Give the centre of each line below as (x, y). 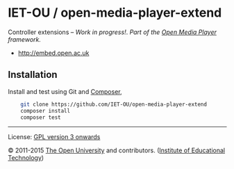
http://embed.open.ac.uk (53, 53)
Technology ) (26, 158)
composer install (45, 111)
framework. (24, 39)
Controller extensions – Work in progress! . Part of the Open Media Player (112, 32)
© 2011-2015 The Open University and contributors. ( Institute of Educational (116, 150)
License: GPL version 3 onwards (54, 137)
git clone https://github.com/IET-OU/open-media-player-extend (114, 104)
